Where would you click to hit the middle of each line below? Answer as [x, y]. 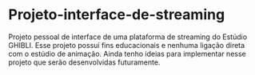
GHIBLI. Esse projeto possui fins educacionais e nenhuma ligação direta [127, 45]
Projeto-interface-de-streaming [117, 15]
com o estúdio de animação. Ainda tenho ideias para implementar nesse [127, 53]
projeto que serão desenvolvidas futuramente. [84, 62]
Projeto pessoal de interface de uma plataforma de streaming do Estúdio [128, 37]
